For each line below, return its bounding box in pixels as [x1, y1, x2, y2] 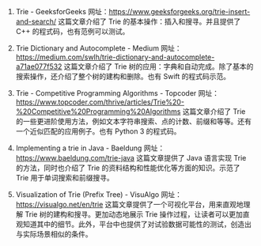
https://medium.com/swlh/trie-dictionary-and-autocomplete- [15, 52, 215, 62]
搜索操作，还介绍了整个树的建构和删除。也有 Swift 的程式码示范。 [15, 72, 231, 81]
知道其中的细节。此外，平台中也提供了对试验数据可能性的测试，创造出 [22, 220, 252, 229]
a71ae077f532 [15, 62, 62, 71]
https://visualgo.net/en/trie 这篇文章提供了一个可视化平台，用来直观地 [15, 200, 244, 209]
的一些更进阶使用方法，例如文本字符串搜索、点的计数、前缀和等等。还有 [15, 117, 252, 126]
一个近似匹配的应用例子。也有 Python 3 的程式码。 [15, 127, 181, 136]
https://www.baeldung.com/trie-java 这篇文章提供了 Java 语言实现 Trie [15, 153, 247, 162]
